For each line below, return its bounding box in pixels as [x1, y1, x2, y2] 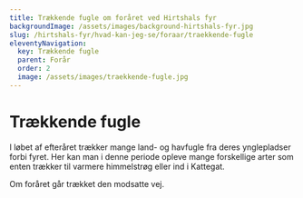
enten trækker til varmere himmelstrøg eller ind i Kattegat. [9, 161, 225, 172]
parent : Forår [17, 55, 71, 64]
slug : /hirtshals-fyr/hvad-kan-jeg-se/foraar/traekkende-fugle [9, 30, 254, 39]
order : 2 [17, 64, 51, 74]
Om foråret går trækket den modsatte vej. [9, 178, 165, 189]
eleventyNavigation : [9, 38, 88, 48]
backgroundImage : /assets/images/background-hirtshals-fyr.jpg [9, 22, 254, 31]
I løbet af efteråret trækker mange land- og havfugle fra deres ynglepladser [9, 142, 292, 153]
